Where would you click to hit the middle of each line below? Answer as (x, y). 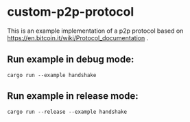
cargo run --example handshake (52, 75)
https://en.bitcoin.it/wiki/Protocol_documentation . (78, 37)
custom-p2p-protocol (71, 12)
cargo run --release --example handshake (67, 112)
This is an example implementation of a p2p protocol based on (95, 31)
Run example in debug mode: (71, 60)
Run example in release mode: (73, 96)
